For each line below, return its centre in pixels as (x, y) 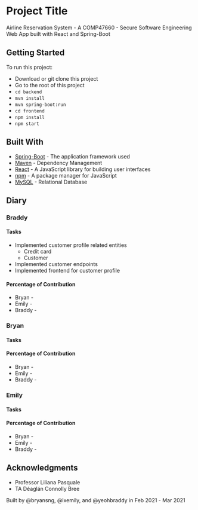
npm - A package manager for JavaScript (66, 175)
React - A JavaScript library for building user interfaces (83, 169)
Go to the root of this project (49, 85)
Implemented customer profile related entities (71, 245)
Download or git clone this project (56, 78)
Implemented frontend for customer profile (67, 271)
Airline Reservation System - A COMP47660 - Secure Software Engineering (99, 28)
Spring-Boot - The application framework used (72, 156)
